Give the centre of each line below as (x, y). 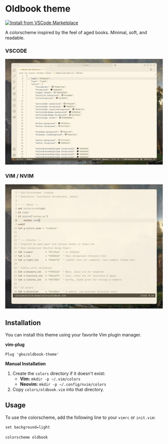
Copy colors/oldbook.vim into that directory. (58, 390)
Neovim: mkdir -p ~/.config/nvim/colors (63, 384)
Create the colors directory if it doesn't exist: (59, 374)
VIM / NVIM (19, 176)
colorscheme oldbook (27, 437)
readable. (15, 38)
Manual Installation (25, 364)
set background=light (28, 427)
